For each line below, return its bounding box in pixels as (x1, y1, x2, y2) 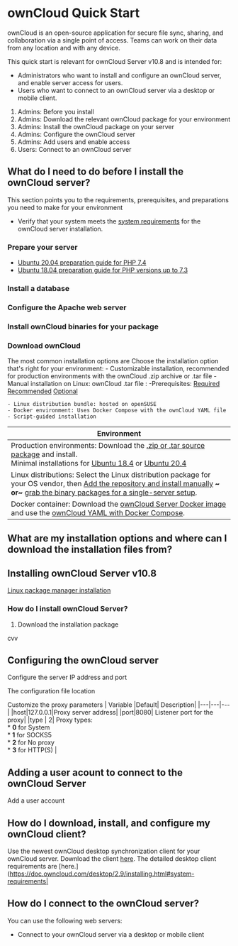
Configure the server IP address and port (7, 673, 127, 682)
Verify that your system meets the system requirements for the (17, 216, 201, 225)
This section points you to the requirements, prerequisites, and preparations (7, 195, 229, 204)
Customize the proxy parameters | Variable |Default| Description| (7, 700, 197, 709)
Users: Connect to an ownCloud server (17, 145, 132, 153)
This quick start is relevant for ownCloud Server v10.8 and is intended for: (7, 57, 222, 65)
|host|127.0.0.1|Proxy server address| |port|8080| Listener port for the (11, 708, 214, 717)
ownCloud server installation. (17, 224, 103, 233)
